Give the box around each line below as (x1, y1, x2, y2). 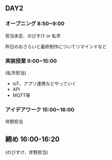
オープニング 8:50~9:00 (5, 20, 65, 27)
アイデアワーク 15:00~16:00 (5, 106, 75, 113)
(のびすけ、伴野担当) (5, 149, 48, 155)
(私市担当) (5, 69, 27, 75)
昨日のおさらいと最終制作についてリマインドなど (5, 43, 107, 50)
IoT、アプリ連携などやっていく (12, 81, 77, 87)
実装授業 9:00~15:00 (5, 57, 57, 64)
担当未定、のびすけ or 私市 (5, 32, 61, 38)
